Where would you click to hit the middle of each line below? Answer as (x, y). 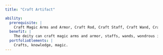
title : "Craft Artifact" (30, 9)
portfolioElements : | (31, 41)
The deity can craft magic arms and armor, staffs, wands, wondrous (84, 36)
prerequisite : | (26, 23)
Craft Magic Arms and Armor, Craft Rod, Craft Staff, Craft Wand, (82, 27)
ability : (14, 18)
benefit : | (20, 32)
